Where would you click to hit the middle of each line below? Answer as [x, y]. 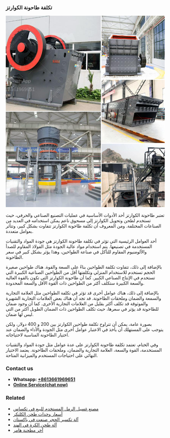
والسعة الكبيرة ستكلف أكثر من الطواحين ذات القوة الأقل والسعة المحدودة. [75, 283]
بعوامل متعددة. [20, 231]
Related [15, 398]
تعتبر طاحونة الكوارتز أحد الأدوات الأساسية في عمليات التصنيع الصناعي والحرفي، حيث [85, 215]
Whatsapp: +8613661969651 [44, 379]
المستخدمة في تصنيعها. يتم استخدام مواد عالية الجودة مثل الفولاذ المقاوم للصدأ [79, 246]
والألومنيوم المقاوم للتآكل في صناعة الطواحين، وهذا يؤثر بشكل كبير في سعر [76, 252]
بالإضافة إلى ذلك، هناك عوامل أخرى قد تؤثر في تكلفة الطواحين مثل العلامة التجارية [82, 293]
